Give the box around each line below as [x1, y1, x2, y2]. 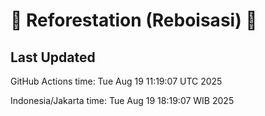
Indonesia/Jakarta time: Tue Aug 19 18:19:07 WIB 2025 [10, 95, 235, 106]
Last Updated [10, 49, 96, 66]
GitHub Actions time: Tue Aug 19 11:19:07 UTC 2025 [10, 75, 223, 87]
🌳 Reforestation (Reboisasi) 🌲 [10, 9, 258, 32]
